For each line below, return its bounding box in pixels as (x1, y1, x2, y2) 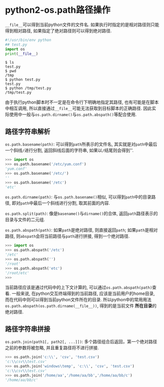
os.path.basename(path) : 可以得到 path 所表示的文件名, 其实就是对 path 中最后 (5, 141, 158, 147)
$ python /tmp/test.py (5, 86, 51, 91)
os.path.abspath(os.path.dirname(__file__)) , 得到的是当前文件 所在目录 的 (5, 303, 157, 309)
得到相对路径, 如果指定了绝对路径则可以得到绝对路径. (5, 27, 112, 33)
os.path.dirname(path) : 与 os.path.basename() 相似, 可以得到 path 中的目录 (5, 194, 152, 200)
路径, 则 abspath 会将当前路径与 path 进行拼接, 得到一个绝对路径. (5, 233, 130, 239)
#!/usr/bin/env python (5, 37, 51, 42)
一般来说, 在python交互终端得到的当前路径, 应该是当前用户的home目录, (11, 290, 155, 297)
